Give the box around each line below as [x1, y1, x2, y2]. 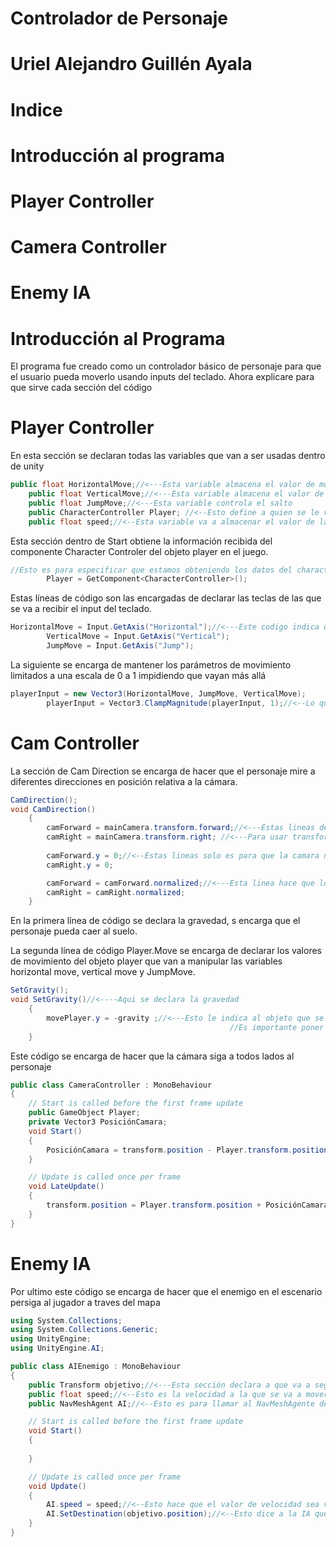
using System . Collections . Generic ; [10, 1325, 159, 1335]
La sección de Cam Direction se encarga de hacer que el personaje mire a [10, 765, 316, 777]
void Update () [28, 1481, 87, 1491]
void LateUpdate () [28, 1182, 105, 1192]
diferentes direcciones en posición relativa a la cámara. [10, 775, 238, 787]
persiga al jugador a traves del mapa [10, 1296, 161, 1308]
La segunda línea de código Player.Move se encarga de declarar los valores [10, 945, 322, 957]
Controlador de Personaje [10, 7, 228, 30]
